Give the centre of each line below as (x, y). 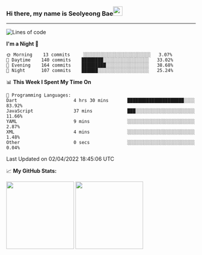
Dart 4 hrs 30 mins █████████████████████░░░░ (101, 101)
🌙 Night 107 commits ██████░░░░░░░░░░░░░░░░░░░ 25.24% (90, 71)
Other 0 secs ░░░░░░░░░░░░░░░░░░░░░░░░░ (101, 143)
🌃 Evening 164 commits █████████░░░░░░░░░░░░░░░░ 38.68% (90, 65)
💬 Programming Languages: (38, 95)
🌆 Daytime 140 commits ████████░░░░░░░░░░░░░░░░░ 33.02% (90, 60)
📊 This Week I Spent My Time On (49, 82)
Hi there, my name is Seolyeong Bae (60, 13)
